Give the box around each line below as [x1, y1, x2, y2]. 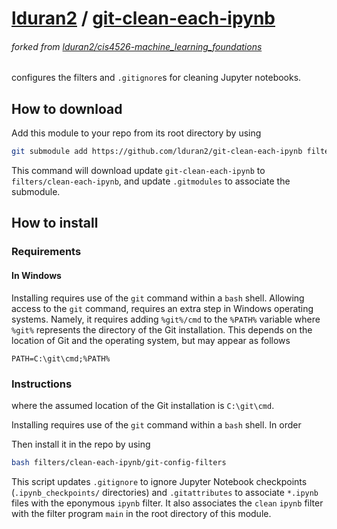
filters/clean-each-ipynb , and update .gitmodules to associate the [11, 175, 291, 187]
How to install [11, 215, 99, 232]
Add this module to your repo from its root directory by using [11, 127, 262, 139]
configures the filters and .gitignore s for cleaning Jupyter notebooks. [11, 72, 302, 84]
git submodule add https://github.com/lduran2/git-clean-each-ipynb [11, 147, 303, 157]
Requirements [11, 245, 82, 259]
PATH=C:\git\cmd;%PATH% [11, 353, 111, 364]
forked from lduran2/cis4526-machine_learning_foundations [11, 40, 263, 52]
